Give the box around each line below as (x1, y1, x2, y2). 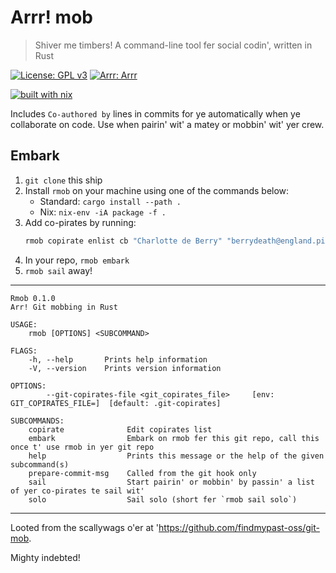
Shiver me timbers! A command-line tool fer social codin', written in (34, 39, 313, 51)
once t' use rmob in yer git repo (10, 442, 155, 452)
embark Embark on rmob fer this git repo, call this (28, 433, 320, 443)
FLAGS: (10, 346, 38, 356)
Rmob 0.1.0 (10, 293, 56, 303)
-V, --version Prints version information (28, 363, 222, 373)
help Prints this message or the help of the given (28, 451, 325, 461)
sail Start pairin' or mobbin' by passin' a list (28, 477, 315, 487)
